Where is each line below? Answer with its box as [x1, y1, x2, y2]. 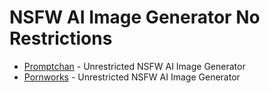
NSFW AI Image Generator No [9, 6, 261, 29]
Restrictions [9, 27, 113, 50]
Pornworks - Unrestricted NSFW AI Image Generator [23, 71, 241, 83]
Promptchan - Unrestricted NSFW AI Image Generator [23, 60, 246, 72]
